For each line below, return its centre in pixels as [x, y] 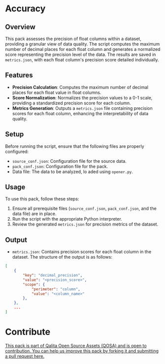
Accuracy [25, 9]
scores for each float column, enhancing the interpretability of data [80, 113]
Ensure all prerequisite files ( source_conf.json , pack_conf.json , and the [84, 209]
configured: [17, 151]
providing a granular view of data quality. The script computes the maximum [82, 44]
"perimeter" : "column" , [56, 289]
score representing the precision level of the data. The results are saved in [81, 54]
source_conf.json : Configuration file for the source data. [69, 161]
